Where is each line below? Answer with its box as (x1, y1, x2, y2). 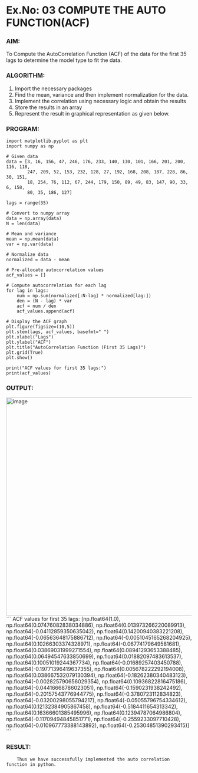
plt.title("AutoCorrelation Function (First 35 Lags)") (6, 344, 146, 351)
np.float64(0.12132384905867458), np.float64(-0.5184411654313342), (6, 703, 178, 710)
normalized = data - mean (6, 257, 70, 263)
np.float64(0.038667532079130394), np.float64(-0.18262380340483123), (6, 672, 187, 679)
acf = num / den (16, 303, 57, 310)
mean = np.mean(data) (6, 236, 60, 242)
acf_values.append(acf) (16, 308, 75, 314)
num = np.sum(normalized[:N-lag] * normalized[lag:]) (16, 293, 151, 299)
